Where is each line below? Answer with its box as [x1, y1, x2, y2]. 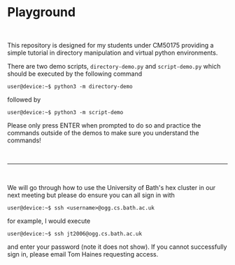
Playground [7, 4, 76, 20]
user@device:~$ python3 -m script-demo [7, 109, 124, 116]
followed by [7, 95, 41, 104]
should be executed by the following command [7, 69, 143, 78]
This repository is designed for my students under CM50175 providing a [7, 41, 214, 49]
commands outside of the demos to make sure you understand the [7, 128, 199, 137]
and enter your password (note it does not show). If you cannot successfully [7, 243, 227, 251]
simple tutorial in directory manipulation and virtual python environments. [7, 48, 218, 57]
